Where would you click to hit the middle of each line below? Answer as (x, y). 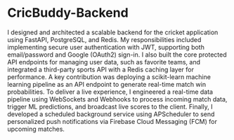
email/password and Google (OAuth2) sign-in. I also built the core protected (117, 55)
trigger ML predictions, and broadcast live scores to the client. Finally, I (110, 106)
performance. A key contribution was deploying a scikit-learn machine (109, 77)
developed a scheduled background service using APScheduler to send (111, 114)
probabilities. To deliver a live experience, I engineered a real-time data (110, 92)
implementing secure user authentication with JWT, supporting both (106, 47)
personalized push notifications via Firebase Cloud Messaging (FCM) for (112, 121)
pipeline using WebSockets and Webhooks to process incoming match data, (117, 99)
